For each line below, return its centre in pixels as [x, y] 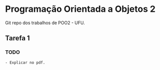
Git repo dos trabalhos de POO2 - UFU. [45, 23]
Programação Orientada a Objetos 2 [80, 9]
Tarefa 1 [18, 38]
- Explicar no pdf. [25, 63]
